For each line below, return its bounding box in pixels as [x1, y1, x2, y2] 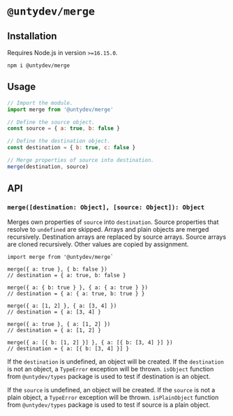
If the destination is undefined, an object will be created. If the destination [7, 357, 225, 366]
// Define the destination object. [7, 138, 111, 144]
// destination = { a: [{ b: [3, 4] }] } [7, 345, 130, 352]
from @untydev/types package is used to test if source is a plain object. [7, 400, 211, 409]
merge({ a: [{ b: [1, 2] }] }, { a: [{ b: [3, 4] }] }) [7, 339, 173, 346]
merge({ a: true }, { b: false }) [7, 265, 108, 273]
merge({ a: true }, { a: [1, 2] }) [7, 320, 111, 327]
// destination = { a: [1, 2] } [7, 327, 101, 334]
